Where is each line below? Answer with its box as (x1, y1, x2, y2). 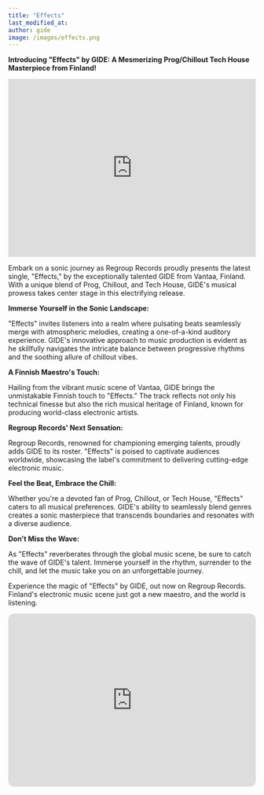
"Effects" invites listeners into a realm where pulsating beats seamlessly (8, 319, 241, 329)
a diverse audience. (8, 519, 72, 528)
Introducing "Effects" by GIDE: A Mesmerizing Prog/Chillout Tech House (8, 55, 250, 64)
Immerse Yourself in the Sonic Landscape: (8, 304, 149, 313)
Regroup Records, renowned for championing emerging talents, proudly (8, 438, 241, 448)
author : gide (8, 26, 51, 34)
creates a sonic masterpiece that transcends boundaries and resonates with (8, 510, 255, 520)
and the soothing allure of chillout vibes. (8, 352, 138, 362)
